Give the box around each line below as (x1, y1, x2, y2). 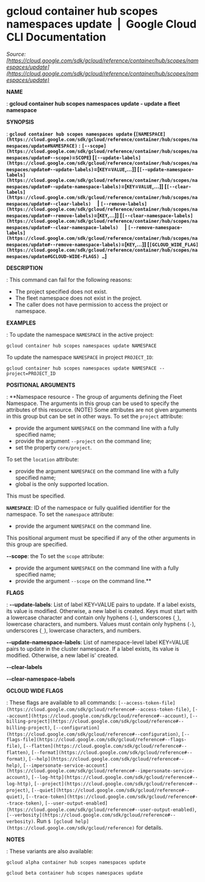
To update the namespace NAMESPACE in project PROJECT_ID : (6, 353, 154, 360)
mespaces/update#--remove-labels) (6, 212, 95, 219)
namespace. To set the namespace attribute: (6, 511, 114, 518)
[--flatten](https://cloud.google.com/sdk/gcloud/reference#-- (23, 743, 187, 749)
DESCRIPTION (6, 264, 43, 271)
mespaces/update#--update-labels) (6, 167, 95, 173)
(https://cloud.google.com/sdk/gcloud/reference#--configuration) (6, 731, 179, 737)
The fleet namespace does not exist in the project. (15, 294, 142, 301)
